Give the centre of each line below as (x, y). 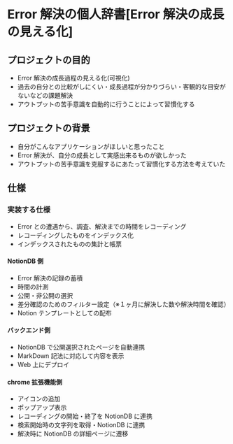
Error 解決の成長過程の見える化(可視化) (74, 78)
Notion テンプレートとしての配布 (64, 313)
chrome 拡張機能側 (35, 382)
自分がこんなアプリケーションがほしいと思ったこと (91, 146)
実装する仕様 (29, 210)
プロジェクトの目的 (49, 60)
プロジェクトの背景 (49, 128)
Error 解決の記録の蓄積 (50, 278)
